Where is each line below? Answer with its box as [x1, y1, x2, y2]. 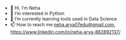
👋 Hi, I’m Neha [10, 5, 40, 11]
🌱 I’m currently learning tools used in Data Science [10, 16, 117, 22]
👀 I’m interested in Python [10, 10, 65, 16]
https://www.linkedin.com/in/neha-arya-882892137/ [10, 29, 121, 35]
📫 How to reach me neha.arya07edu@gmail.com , [10, 22, 116, 28]
